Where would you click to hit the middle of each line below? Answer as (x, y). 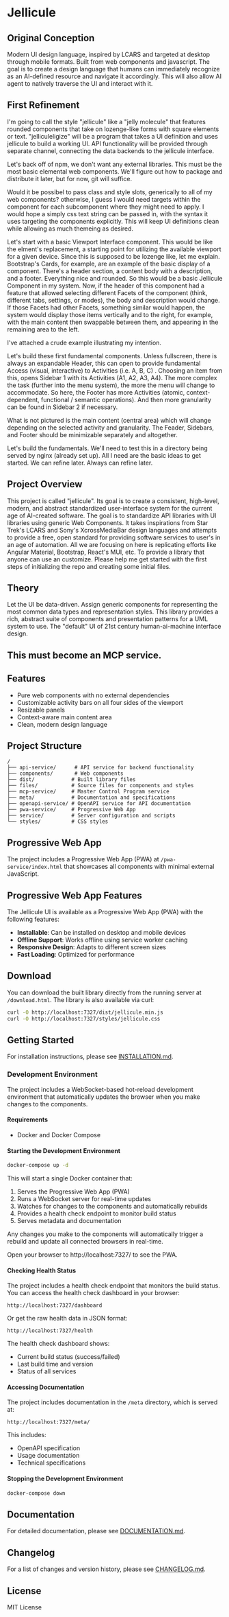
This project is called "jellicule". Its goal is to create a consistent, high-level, (113, 501)
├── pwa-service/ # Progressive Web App (71, 810)
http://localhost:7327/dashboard (55, 1305)
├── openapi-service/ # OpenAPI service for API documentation (99, 804)
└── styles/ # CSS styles (58, 822)
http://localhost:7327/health (50, 1331)
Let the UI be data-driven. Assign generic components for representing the (112, 605)
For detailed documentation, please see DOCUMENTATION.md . (96, 1531)
